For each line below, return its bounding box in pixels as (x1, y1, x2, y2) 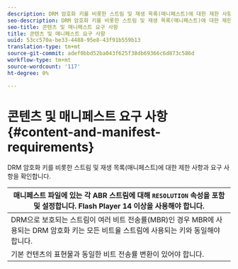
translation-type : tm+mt (7, 43, 81, 50)
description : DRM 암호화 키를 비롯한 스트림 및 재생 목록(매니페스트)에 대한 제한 (7, 10, 220, 18)
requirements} (7, 139, 94, 155)
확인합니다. (20, 172, 52, 181)
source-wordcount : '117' (7, 63, 81, 70)
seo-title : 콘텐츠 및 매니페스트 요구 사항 (7, 23, 118, 30)
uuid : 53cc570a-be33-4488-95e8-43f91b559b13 (7, 37, 141, 44)
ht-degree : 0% (7, 69, 50, 76)
